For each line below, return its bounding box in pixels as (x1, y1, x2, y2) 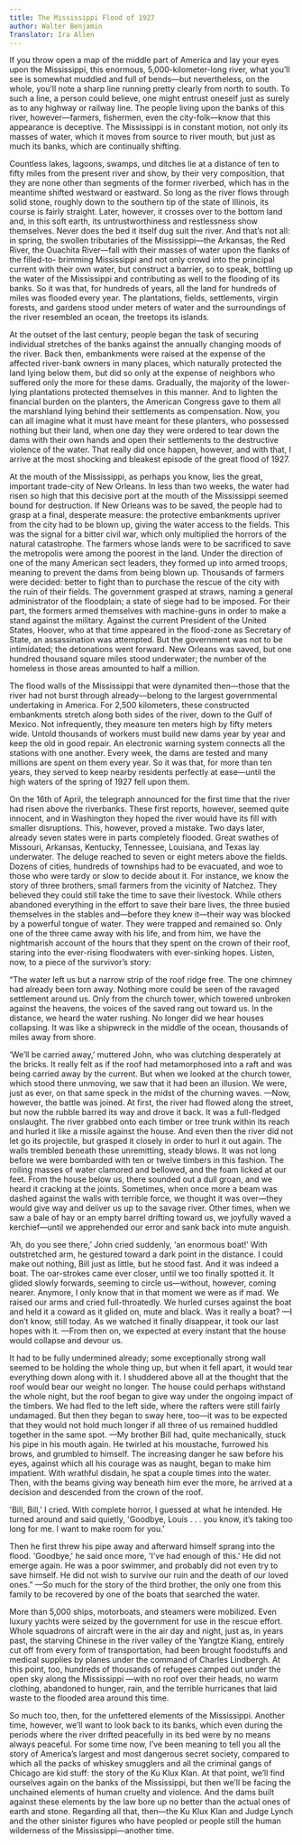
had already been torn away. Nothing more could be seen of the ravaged (9, 984, 279, 995)
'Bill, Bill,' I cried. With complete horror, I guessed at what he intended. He (9, 1504, 282, 1516)
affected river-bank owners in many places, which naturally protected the (9, 358, 282, 369)
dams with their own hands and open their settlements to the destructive (9, 435, 279, 446)
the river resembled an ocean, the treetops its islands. (9, 312, 210, 323)
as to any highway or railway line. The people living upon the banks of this (9, 103, 285, 114)
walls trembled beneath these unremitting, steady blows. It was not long (9, 1145, 277, 1156)
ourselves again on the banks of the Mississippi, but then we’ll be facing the (9, 1777, 291, 1788)
